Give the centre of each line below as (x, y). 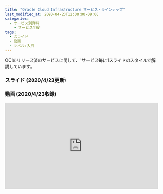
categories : (17, 18)
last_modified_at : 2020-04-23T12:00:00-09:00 (52, 14)
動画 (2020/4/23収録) (31, 94)
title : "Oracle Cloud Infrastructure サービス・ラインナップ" (65, 9)
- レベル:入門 (22, 46)
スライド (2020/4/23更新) (36, 80)
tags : (10, 32)
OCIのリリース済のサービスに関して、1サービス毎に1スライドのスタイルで (78, 60)
